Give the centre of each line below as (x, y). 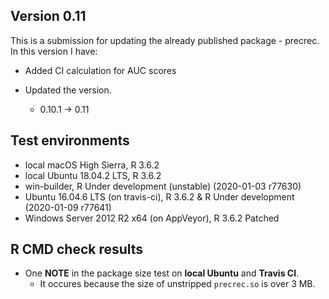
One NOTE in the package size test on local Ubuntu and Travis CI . (162, 273)
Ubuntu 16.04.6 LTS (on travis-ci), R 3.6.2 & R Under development (159, 196)
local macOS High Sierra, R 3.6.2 (92, 165)
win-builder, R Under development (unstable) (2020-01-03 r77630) (163, 186)
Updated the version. (68, 90)
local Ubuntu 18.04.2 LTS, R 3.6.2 (93, 175)
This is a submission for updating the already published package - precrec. (165, 40)
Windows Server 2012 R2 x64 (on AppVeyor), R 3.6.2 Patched (152, 218)
